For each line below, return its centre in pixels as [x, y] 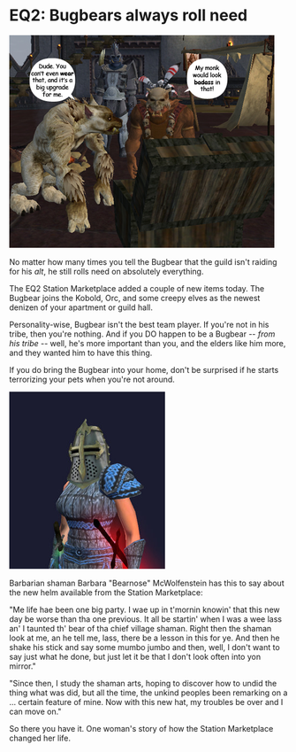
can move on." [35, 711]
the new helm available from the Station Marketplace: [106, 592]
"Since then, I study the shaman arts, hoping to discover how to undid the [143, 683]
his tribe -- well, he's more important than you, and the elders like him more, [148, 343]
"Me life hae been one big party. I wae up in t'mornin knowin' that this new [144, 609]
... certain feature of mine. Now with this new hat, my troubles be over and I [146, 702]
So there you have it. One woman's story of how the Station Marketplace [141, 728]
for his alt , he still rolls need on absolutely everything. [106, 271]
